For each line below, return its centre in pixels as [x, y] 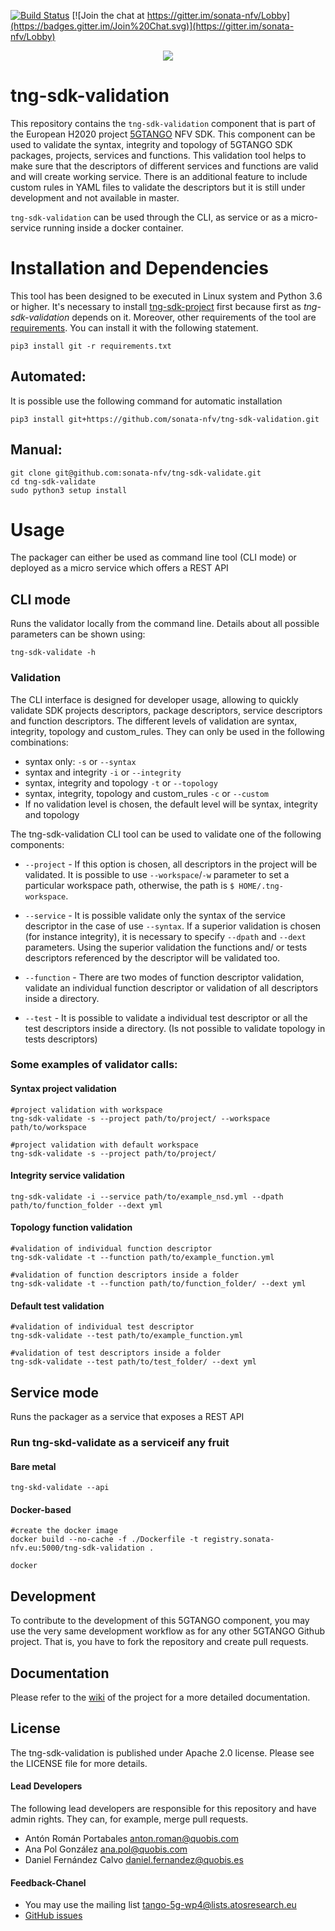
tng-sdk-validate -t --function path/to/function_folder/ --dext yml [158, 1284]
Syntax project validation [63, 1089]
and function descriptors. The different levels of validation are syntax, [154, 721]
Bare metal [33, 1466]
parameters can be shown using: [78, 634]
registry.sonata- [238, 1540]
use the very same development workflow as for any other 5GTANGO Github [168, 1631]
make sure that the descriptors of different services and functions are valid [164, 166]
